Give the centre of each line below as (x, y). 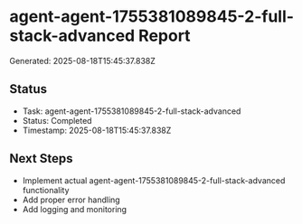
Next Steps (41, 159)
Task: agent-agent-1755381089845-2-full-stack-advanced (132, 111)
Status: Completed (57, 120)
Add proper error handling (71, 200)
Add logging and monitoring (75, 209)
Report (165, 36)
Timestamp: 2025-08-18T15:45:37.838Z (97, 130)
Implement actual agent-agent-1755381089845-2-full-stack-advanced (154, 180)
